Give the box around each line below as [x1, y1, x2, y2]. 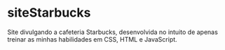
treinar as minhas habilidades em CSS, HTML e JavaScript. [7, 35, 177, 43]
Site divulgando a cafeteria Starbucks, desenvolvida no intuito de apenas [7, 28, 219, 36]
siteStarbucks [7, 5, 91, 21]
